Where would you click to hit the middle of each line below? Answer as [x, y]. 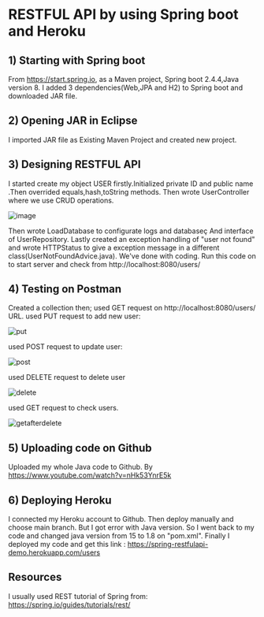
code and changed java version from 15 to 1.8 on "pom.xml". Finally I [119, 536]
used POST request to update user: [65, 347]
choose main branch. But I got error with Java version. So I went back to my [131, 528]
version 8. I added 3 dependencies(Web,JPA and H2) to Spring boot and [125, 87]
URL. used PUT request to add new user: [74, 316]
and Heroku [47, 31]
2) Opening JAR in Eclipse [73, 121]
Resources [35, 577]
